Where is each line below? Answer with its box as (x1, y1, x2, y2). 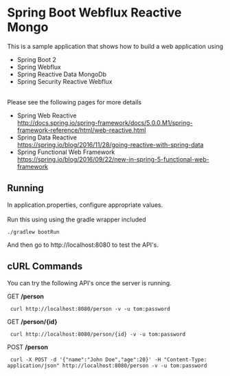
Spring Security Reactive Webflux (16, 77, 113, 85)
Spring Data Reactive (16, 133, 78, 142)
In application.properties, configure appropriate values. (7, 201, 163, 209)
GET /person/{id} (7, 318, 58, 326)
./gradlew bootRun (7, 228, 60, 235)
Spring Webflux (16, 63, 62, 71)
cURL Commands (7, 261, 83, 272)
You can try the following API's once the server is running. (7, 278, 172, 287)
